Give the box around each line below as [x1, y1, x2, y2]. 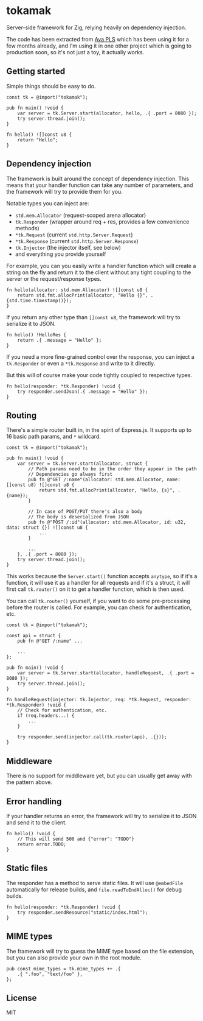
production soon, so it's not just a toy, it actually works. [6, 48, 145, 55]
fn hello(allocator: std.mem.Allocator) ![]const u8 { [6, 287, 148, 293]
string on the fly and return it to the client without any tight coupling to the [6, 269, 191, 276]
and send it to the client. [6, 819, 67, 826]
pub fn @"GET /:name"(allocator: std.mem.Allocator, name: [28, 476, 181, 483]
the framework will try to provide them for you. [6, 188, 123, 195]
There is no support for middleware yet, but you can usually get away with [6, 772, 193, 780]
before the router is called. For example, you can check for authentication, [6, 604, 192, 611]
